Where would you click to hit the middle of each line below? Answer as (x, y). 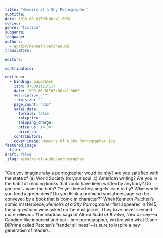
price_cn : (28, 132)
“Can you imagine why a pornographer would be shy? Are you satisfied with (82, 173)
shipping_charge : (36, 123)
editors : (14, 59)
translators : (18, 50)
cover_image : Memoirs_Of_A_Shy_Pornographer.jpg (64, 141)
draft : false (18, 155)
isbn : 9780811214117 (35, 86)
